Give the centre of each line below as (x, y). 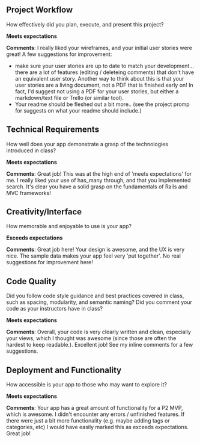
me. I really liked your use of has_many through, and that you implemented (98, 180)
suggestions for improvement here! (50, 262)
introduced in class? (31, 150)
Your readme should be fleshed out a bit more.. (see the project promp (102, 104)
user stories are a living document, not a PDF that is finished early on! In (104, 85)
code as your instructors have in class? (55, 309)
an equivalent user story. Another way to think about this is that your (99, 78)
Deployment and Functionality (64, 370)
